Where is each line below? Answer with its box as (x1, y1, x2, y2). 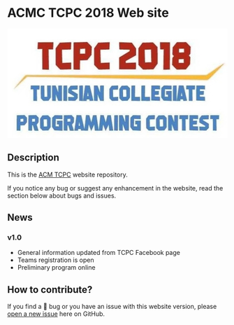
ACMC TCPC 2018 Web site (7, 5, 169, 21)
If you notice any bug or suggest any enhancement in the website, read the (7, 184, 224, 192)
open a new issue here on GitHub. (7, 310, 105, 318)
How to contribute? (7, 284, 93, 296)
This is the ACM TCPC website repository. (7, 170, 128, 179)
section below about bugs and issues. (7, 191, 117, 200)
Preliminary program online (17, 263, 96, 272)
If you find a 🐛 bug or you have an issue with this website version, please (7, 303, 217, 311)
